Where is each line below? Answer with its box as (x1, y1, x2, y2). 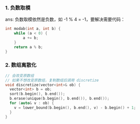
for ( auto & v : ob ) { (9, 101, 54, 106)
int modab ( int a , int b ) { (5, 26, 61, 31)
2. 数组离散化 (5, 62, 37, 68)
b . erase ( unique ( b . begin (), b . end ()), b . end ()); (9, 96, 110, 101)
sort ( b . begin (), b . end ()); (9, 92, 65, 96)
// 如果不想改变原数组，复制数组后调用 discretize (5, 78, 99, 83)
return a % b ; (14, 44, 43, 50)
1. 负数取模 (5, 4, 31, 11)
